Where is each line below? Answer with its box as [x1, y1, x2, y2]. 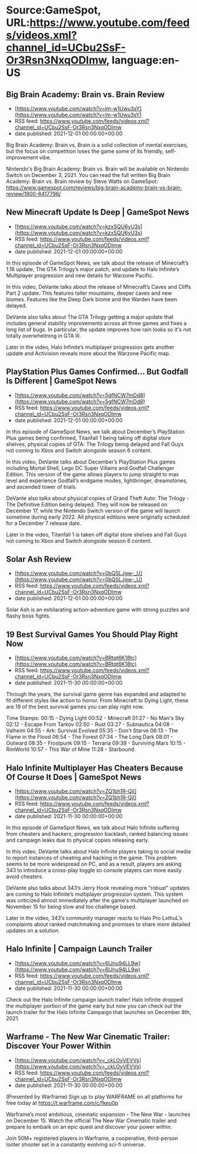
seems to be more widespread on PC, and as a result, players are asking [6, 861, 182, 868]
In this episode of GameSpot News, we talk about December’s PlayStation [6, 428, 185, 435]
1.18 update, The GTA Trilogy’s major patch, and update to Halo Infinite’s [6, 265, 179, 272]
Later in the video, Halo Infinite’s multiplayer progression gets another [6, 343, 175, 351]
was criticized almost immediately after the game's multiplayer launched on [6, 897, 189, 904]
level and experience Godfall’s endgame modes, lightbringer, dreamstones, [6, 477, 188, 484]
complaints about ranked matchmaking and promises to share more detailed [6, 921, 191, 928]
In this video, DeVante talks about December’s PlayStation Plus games [6, 458, 176, 465]
